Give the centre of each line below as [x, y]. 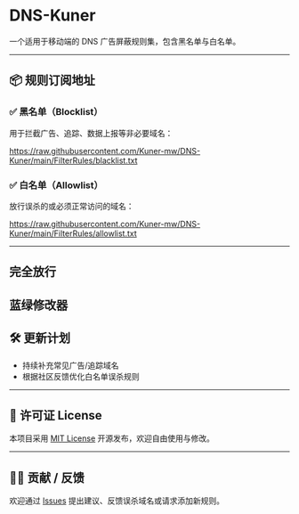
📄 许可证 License [56, 415]
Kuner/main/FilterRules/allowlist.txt [73, 233]
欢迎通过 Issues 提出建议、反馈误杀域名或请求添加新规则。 [117, 501]
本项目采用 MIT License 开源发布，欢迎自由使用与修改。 [112, 438]
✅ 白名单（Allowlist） [57, 185]
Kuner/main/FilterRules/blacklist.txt [73, 160]
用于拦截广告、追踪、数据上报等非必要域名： [91, 133]
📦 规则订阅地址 [53, 81]
